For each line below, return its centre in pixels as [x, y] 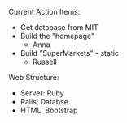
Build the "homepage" [57, 36]
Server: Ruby [42, 93]
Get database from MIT [59, 27]
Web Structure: [34, 77]
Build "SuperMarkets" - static [70, 53]
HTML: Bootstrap [49, 110]
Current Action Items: [44, 12]
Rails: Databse [44, 102]
